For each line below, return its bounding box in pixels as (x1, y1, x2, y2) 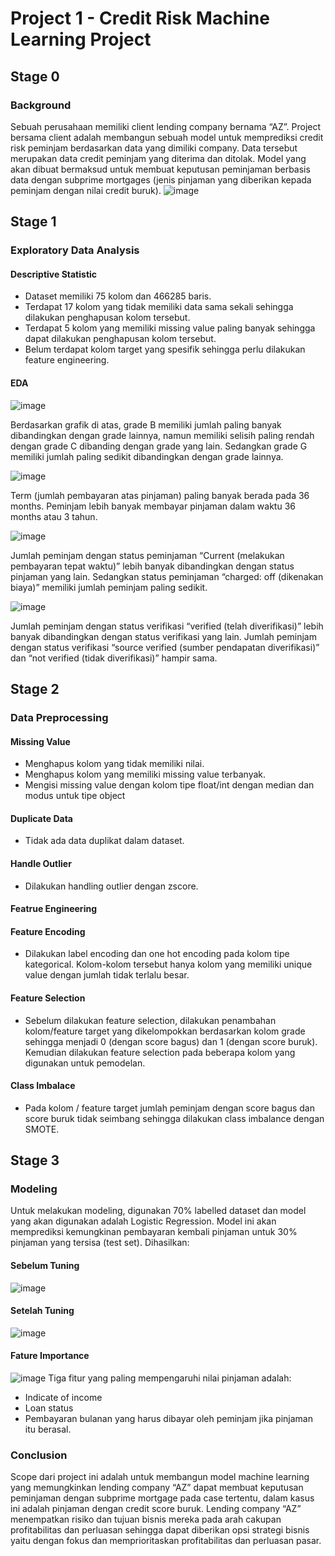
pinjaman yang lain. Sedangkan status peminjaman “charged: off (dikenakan (10, 570, 324, 582)
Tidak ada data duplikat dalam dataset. (24, 835, 185, 847)
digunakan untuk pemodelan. (24, 1057, 146, 1069)
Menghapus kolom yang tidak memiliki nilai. (24, 758, 205, 770)
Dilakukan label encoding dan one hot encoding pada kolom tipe (24, 948, 290, 960)
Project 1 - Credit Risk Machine (10, 7, 270, 30)
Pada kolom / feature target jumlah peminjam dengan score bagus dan (24, 1102, 316, 1114)
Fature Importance (10, 1350, 90, 1362)
